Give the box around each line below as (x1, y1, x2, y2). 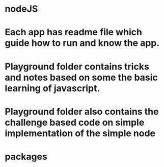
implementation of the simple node (5, 127, 156, 139)
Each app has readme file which (5, 27, 143, 38)
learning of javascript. (5, 82, 100, 94)
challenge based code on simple (5, 116, 145, 128)
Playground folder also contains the (5, 106, 159, 117)
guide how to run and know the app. (5, 37, 160, 49)
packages (5, 151, 48, 162)
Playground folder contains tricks (5, 61, 150, 72)
